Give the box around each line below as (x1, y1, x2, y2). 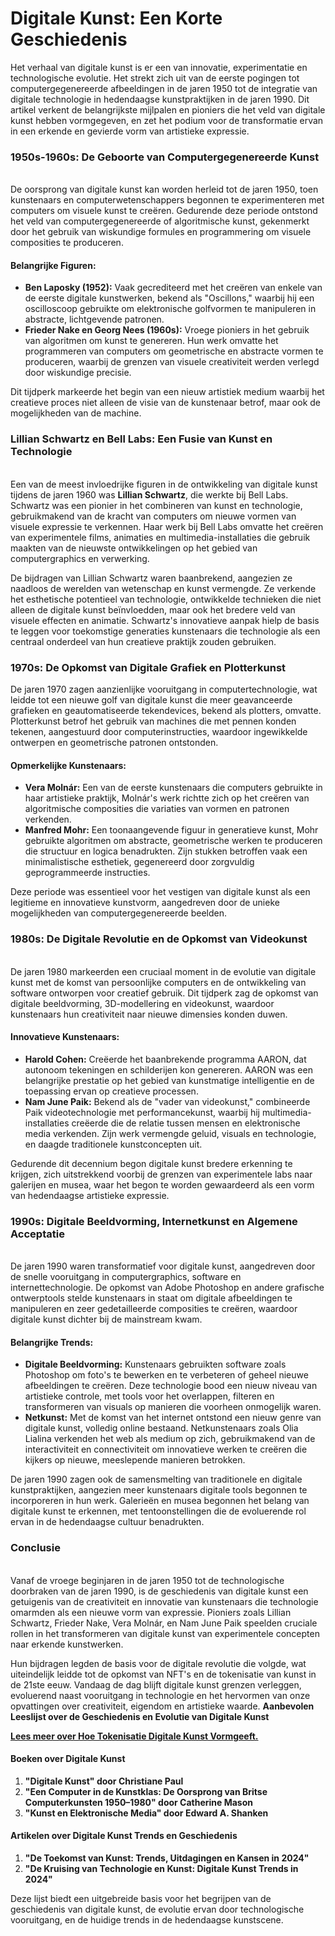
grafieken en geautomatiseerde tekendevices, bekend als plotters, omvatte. (10, 705, 322, 717)
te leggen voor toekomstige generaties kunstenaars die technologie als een (10, 625, 321, 637)
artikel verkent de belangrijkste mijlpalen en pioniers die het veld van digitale (10, 103, 326, 116)
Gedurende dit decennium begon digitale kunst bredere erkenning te (10, 1157, 293, 1169)
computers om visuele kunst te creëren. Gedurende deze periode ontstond (10, 205, 318, 217)
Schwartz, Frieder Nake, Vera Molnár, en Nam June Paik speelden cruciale (10, 1617, 318, 1629)
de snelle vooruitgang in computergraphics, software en (10, 1271, 242, 1283)
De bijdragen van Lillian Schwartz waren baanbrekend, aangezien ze (10, 572, 293, 584)
